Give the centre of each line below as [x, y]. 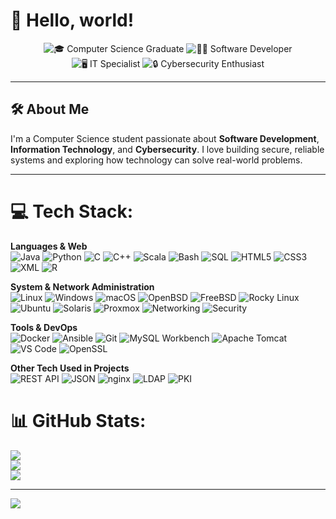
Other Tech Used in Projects [70, 368]
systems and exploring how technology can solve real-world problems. [156, 160]
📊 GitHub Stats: [78, 420]
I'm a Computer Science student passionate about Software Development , [165, 138]
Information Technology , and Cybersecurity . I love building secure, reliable [167, 149]
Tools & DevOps [44, 327]
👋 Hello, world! [72, 20]
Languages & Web [49, 246]
